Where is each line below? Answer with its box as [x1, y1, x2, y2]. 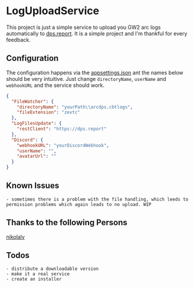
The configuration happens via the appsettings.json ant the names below [6, 69, 184, 76]
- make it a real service [6, 271, 70, 277]
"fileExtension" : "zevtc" [17, 109, 81, 116]
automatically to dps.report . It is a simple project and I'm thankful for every [6, 30, 188, 37]
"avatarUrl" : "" [17, 154, 57, 159]
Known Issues [6, 181, 60, 191]
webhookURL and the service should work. [6, 81, 105, 89]
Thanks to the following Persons [6, 217, 128, 228]
